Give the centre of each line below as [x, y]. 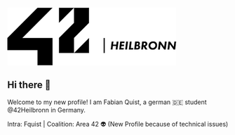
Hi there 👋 [29, 85]
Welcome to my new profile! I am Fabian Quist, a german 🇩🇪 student [107, 102]
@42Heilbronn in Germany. [47, 110]
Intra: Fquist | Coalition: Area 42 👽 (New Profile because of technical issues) [118, 124]
